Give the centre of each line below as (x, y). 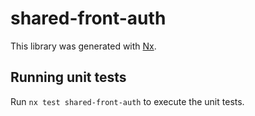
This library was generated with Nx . (83, 46)
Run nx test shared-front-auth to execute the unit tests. (127, 101)
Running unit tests (68, 77)
